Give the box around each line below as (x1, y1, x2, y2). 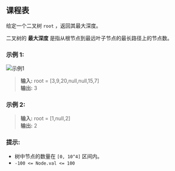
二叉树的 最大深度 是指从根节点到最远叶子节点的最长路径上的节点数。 (6, 34, 173, 41)
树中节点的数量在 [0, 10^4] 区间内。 (14, 152, 103, 159)
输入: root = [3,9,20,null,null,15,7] (20, 78, 99, 85)
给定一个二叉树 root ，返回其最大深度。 (6, 22, 101, 29)
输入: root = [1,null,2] (20, 115, 71, 122)
